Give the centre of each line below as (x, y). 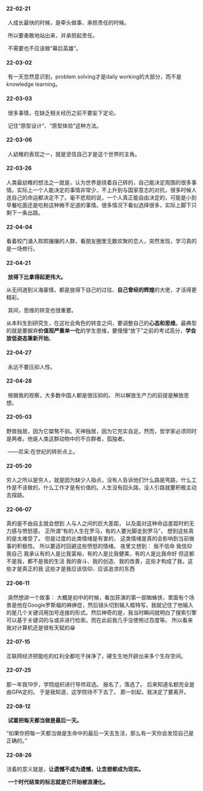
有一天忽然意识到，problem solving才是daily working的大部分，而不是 (95, 77)
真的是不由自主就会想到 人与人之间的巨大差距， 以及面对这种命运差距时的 (98, 524)
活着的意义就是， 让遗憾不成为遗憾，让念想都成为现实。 (75, 769)
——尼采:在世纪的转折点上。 (43, 452)
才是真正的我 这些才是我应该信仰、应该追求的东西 (73, 569)
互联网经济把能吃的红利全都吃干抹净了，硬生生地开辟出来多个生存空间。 (96, 656)
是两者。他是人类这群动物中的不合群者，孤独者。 (67, 439)
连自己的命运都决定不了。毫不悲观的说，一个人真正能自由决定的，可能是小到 (101, 198)
